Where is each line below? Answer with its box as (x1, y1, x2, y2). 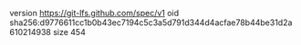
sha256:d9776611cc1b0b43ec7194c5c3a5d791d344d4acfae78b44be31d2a (9, 17, 293, 28)
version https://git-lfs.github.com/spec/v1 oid (9, 8, 180, 18)
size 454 (53, 27, 87, 37)
